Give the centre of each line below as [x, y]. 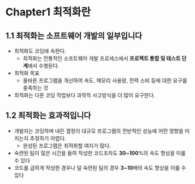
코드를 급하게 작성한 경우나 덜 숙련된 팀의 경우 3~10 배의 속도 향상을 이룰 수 [100, 167]
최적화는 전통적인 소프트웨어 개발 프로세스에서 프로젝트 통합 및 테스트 [102, 58]
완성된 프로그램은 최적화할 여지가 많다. [67, 146]
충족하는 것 [35, 88]
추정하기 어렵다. [48, 138]
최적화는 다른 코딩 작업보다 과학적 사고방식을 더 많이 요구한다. [85, 95]
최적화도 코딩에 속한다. [40, 51]
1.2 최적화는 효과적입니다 [48, 116]
